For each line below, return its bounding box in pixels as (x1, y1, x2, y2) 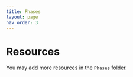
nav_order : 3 (6, 19, 38, 25)
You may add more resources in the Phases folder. (6, 64, 127, 71)
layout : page (6, 14, 38, 20)
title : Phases (6, 8, 41, 15)
